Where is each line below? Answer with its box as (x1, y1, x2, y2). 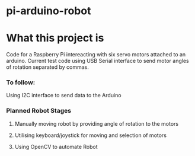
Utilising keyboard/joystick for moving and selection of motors (14, 132, 167, 139)
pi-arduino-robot (6, 4, 91, 18)
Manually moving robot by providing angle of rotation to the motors (14, 120, 179, 127)
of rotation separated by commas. (6, 63, 89, 71)
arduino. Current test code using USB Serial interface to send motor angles (6, 58, 189, 65)
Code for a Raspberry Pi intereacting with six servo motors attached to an (6, 51, 186, 58)
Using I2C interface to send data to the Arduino (6, 92, 122, 99)
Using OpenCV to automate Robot (14, 143, 98, 150)
